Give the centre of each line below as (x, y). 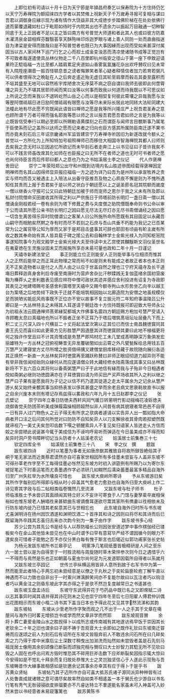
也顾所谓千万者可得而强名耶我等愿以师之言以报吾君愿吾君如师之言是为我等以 (85, 115)
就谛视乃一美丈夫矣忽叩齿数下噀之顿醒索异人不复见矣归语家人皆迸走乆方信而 (85, 425)
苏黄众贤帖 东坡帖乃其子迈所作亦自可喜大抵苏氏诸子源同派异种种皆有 (81, 672)
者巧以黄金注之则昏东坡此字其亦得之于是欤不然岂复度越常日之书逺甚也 (78, 584)
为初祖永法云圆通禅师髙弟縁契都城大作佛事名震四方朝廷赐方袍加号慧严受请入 (85, 311)
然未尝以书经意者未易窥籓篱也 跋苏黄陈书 (52, 691)
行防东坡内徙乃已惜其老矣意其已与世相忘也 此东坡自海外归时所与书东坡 (83, 508)
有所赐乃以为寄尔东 (145, 463)
